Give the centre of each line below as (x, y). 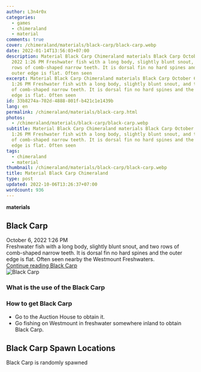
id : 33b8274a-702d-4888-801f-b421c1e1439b (60, 101)
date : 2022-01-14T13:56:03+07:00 (48, 51)
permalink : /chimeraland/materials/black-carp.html (72, 112)
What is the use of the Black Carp (56, 288)
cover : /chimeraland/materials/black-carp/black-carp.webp (81, 46)
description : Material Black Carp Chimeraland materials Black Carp (93, 56)
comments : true (25, 40)
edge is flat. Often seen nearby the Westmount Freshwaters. (80, 259)
